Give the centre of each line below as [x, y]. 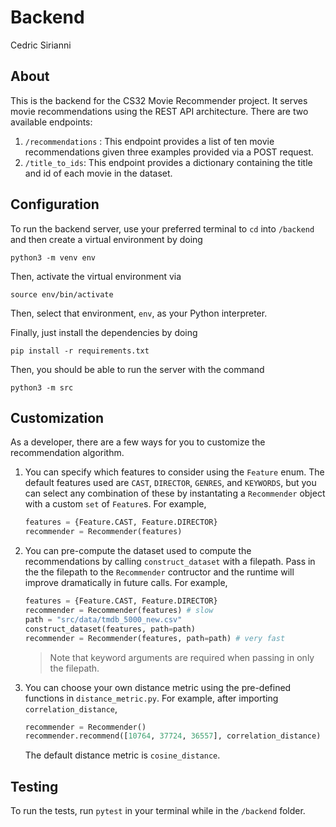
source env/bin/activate [62, 294]
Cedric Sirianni [41, 45]
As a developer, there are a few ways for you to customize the [138, 442]
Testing [34, 786]
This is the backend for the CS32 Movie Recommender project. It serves [159, 100]
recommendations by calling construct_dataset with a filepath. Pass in [170, 562]
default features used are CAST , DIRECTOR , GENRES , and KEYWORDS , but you [170, 483]
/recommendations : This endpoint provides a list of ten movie [149, 141]
